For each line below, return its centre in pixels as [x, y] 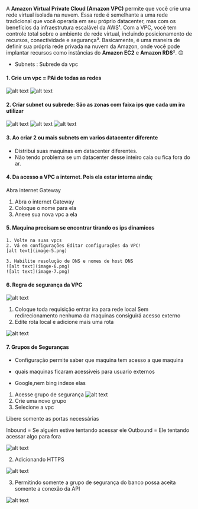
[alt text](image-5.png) [37, 251]
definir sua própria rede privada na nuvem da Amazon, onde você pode [93, 46]
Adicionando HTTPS [39, 460]
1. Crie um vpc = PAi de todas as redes [54, 78]
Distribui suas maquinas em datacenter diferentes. [76, 151]
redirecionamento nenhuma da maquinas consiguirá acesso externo [98, 316]
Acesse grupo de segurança [49, 395]
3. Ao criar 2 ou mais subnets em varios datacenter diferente [82, 138]
